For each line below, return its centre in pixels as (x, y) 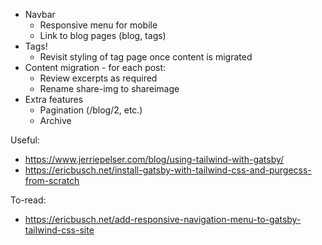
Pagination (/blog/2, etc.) (91, 110)
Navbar (40, 14)
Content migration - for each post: (95, 67)
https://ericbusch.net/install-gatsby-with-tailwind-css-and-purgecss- (168, 170)
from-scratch (52, 180)
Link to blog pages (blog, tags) (103, 35)
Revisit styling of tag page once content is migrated (146, 57)
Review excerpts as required (98, 78)
